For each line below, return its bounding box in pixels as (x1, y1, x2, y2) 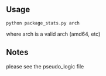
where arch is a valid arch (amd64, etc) (6, 30, 101, 37)
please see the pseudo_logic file (6, 63, 84, 70)
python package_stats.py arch (6, 20, 80, 26)
